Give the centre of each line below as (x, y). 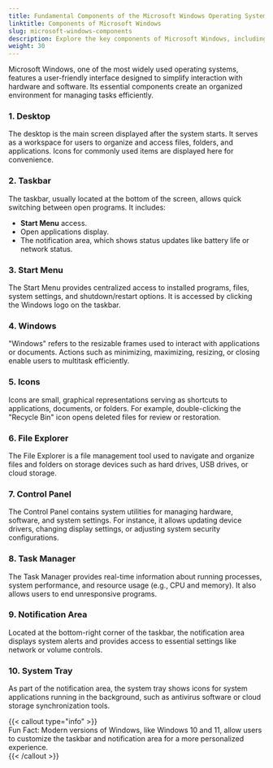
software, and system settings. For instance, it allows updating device (125, 520)
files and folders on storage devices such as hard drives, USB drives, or (128, 464)
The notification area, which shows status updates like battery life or (134, 240)
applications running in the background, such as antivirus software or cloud (135, 697)
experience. (28, 748)
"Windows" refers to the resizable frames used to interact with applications (134, 344)
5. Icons (24, 382)
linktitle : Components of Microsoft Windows (85, 24)
